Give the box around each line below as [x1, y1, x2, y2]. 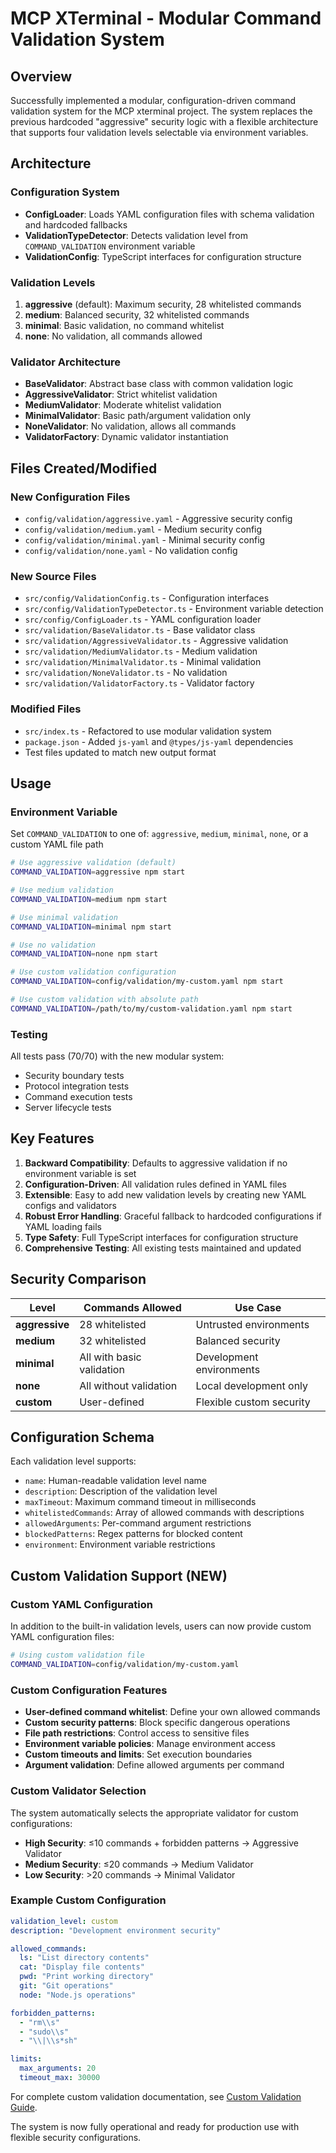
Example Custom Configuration [10, 1893, 167, 1907]
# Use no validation [10, 940, 97, 950]
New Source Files [10, 569, 97, 583]
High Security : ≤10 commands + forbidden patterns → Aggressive [24, 1837, 299, 1849]
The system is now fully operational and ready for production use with [10, 2120, 300, 2132]
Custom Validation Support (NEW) [10, 1567, 228, 1584]
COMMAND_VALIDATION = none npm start [10, 949, 159, 959]
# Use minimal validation [10, 912, 118, 922]
